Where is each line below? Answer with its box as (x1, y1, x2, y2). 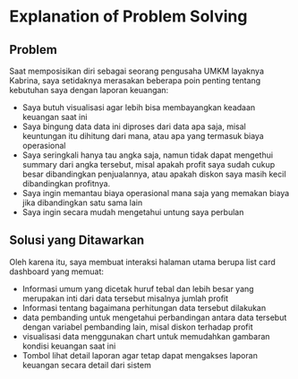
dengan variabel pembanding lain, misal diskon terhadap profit (21, 321, 253, 332)
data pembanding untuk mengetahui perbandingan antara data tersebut (21, 312, 287, 323)
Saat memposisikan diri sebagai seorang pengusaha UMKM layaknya (9, 65, 265, 76)
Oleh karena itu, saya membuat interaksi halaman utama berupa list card (9, 256, 276, 267)
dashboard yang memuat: (9, 266, 105, 277)
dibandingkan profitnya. (21, 178, 111, 189)
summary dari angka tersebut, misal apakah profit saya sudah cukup (21, 159, 276, 169)
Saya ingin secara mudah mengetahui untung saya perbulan (21, 207, 244, 217)
